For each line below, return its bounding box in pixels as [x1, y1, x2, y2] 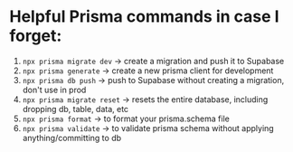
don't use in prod [22, 84, 87, 95]
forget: [9, 25, 62, 46]
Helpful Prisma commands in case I [9, 6, 279, 27]
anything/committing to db [22, 132, 122, 143]
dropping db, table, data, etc [22, 103, 129, 114]
